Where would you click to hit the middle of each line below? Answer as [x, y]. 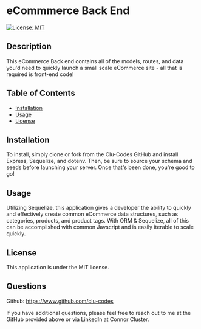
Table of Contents [41, 93]
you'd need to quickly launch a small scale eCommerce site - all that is [94, 68]
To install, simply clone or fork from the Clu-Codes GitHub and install [92, 154]
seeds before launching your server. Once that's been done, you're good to [101, 167]
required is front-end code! [40, 74]
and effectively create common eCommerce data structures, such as [92, 214]
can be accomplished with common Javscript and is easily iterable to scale [100, 227]
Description [29, 47]
